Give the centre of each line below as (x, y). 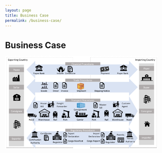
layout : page (18, 10)
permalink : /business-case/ (33, 20)
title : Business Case (27, 15)
